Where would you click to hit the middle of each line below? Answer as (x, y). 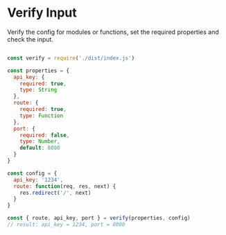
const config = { (32, 173)
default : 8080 (40, 148)
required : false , (45, 135)
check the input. (31, 39)
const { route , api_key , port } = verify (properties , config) (99, 218)
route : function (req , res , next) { (65, 186)
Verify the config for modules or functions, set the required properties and (113, 32)
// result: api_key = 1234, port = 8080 (67, 225)
